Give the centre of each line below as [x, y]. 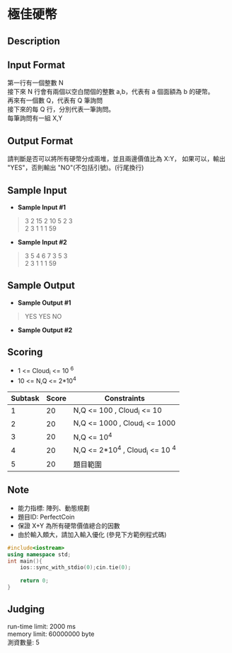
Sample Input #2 [42, 242]
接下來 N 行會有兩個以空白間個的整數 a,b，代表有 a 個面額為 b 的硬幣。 [111, 92]
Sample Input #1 [41, 207]
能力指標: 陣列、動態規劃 [53, 508]
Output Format [40, 141]
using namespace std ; [39, 554]
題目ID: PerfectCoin [46, 517]
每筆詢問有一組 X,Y [35, 118]
